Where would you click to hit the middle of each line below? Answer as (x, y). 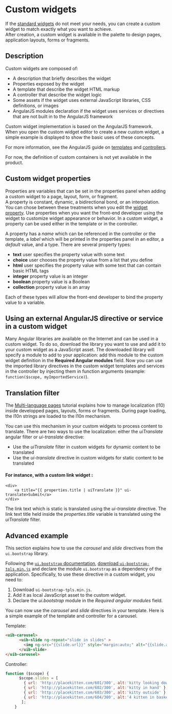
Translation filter (33, 393)
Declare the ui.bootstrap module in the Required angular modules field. (88, 601)
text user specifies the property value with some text (69, 254)
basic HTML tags (31, 270)
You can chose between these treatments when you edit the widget (77, 207)
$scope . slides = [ (38, 678)
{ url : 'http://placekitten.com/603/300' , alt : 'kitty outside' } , (96, 692)
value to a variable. (25, 302)
